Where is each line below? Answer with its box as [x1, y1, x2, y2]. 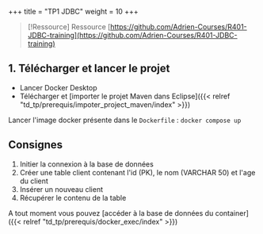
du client [19, 176, 49, 186]
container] [215, 208, 250, 217]
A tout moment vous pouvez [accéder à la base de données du [8, 208, 214, 217]
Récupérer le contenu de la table [19, 193, 127, 202]
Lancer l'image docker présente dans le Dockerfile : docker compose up [8, 115, 242, 125]
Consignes [8, 138, 63, 152]
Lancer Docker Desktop [19, 82, 97, 92]
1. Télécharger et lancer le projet [8, 62, 170, 75]
